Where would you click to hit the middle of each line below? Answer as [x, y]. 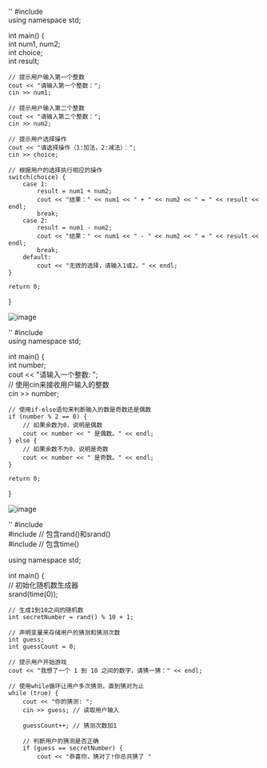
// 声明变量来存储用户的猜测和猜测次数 [64, 633]
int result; [24, 61]
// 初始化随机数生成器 [44, 585]
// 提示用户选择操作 [38, 139]
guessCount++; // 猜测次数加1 [70, 726]
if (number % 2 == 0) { [48, 417]
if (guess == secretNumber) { [73, 748]
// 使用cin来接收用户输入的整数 [59, 384]
